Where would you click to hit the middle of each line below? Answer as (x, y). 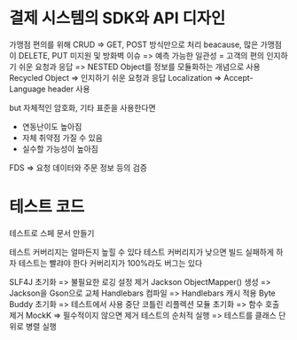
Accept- (238, 77)
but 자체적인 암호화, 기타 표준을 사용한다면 (83, 107)
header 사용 (69, 89)
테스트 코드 (47, 207)
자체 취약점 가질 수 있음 (63, 138)
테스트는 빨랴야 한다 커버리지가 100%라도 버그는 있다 (110, 263)
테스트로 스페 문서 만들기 (52, 233)
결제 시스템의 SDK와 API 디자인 (117, 18)
